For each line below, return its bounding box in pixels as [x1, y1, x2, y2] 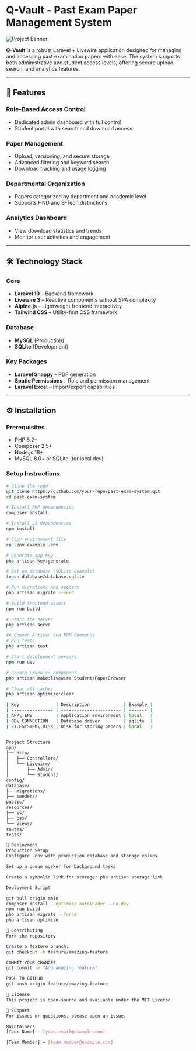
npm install [6, 526, 35, 532]
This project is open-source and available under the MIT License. [6, 997, 174, 1003]
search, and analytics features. [6, 65, 80, 72]
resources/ [6, 805, 33, 811]
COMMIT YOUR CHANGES [6, 960, 57, 966]
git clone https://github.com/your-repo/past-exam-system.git [6, 488, 160, 494]
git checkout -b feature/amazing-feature [6, 949, 108, 955]
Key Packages [6, 357, 48, 366]
